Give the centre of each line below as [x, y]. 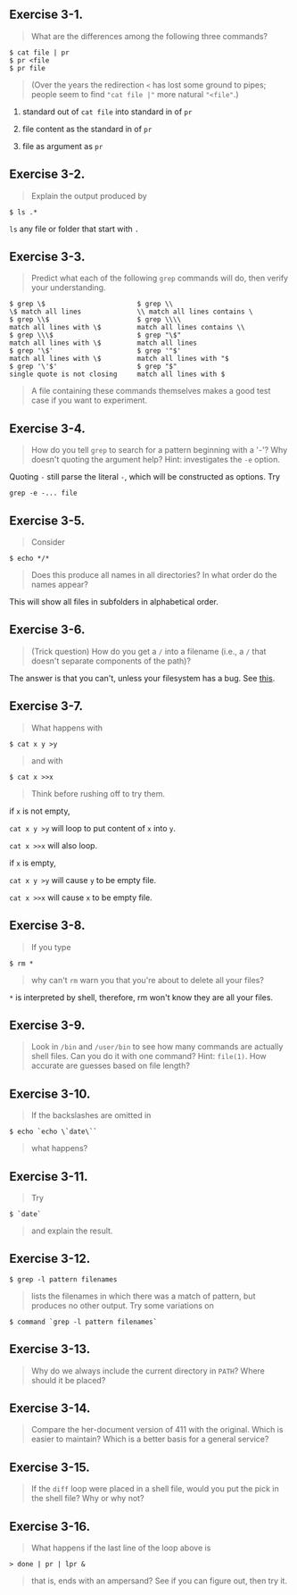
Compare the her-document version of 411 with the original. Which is [157, 1430]
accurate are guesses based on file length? [110, 1065]
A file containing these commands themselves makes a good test [151, 391]
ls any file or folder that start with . [74, 229]
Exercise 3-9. [47, 1025]
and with [47, 760]
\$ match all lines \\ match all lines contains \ [131, 312]
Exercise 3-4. [48, 428]
